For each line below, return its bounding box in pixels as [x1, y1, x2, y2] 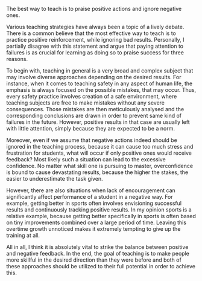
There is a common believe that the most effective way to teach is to [6, 30, 176, 37]
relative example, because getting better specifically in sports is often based [6, 213, 196, 219]
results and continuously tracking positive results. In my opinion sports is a [6, 206, 192, 213]
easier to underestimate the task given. [6, 175, 104, 182]
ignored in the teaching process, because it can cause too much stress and [6, 143, 194, 150]
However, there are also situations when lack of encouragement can [6, 187, 176, 194]
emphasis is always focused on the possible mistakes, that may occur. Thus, [6, 86, 197, 93]
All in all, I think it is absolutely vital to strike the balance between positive [6, 244, 189, 250]
